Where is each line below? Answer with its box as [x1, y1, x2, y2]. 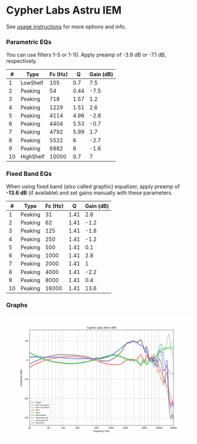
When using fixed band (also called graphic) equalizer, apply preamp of [6, 183, 180, 190]
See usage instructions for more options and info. [6, 23, 127, 30]
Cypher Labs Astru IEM [6, 4, 122, 17]
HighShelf [20, 153, 45, 160]
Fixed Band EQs [6, 169, 52, 178]
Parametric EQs [6, 38, 52, 46]
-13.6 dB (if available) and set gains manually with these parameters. [6, 190, 173, 197]
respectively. [6, 57, 37, 65]
